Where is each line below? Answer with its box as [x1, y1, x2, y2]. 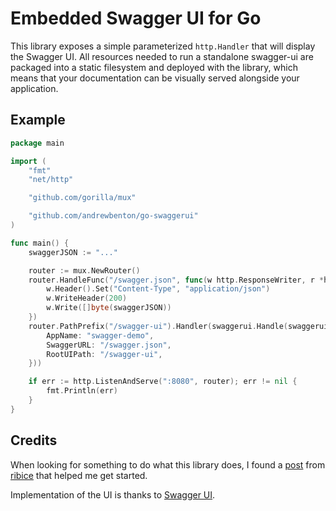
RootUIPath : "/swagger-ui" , [46, 349, 163, 359]
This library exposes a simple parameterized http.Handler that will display [10, 40, 316, 52]
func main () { [10, 238, 70, 248]
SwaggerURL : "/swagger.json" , [46, 340, 172, 350]
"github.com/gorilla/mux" [28, 193, 137, 203]
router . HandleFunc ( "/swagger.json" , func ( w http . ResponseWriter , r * [28, 275, 325, 285]
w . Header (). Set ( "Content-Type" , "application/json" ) [46, 284, 271, 294]
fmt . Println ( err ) [46, 386, 118, 396]
